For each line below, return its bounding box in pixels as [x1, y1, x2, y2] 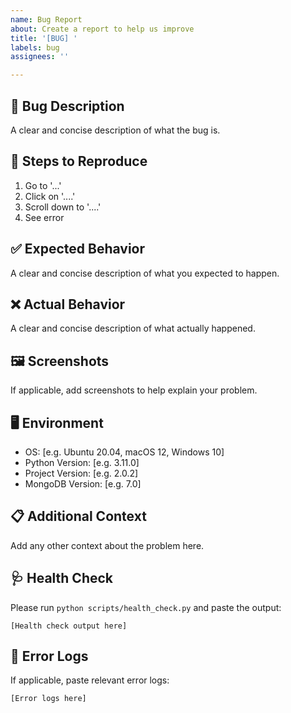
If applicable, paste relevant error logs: [10, 674, 170, 686]
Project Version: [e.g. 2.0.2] [24, 467, 139, 479]
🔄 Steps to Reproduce [10, 153, 148, 170]
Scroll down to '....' [24, 201, 102, 213]
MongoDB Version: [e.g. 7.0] [24, 478, 142, 490]
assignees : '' [10, 52, 70, 62]
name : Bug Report [10, 14, 83, 25]
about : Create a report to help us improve [10, 24, 195, 34]
